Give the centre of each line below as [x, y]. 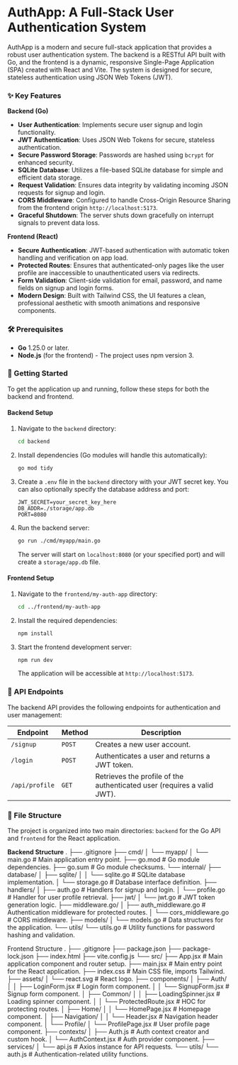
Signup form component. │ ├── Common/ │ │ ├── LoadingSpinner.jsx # [114, 994]
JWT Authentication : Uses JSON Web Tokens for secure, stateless [116, 140]
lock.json [21, 956]
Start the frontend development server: [75, 647]
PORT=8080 [32, 514]
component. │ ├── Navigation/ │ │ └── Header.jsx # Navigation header [113, 1017]
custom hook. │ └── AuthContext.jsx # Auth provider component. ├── [111, 1039]
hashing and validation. [41, 935]
